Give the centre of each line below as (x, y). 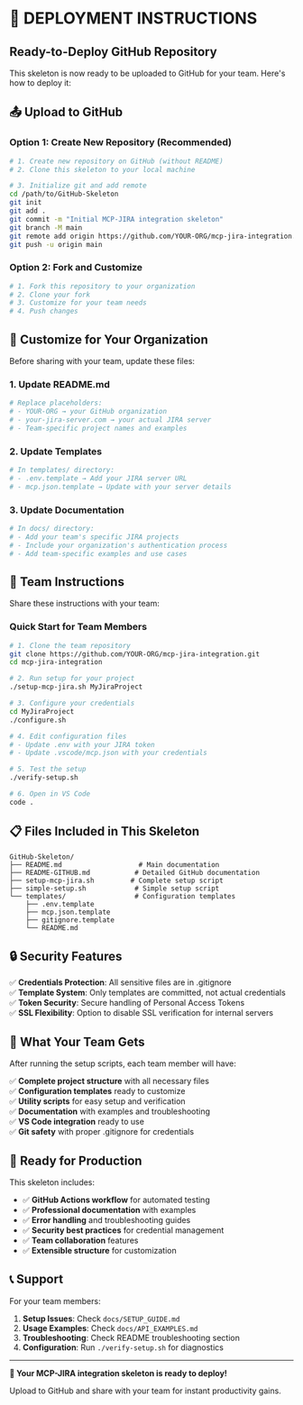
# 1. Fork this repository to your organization (102, 286)
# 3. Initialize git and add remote (78, 186)
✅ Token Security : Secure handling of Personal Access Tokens (127, 1003)
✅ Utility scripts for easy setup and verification (98, 1101)
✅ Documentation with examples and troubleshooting (110, 1111)
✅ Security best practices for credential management (123, 1230)
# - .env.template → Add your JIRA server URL (98, 479)
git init (26, 203)
